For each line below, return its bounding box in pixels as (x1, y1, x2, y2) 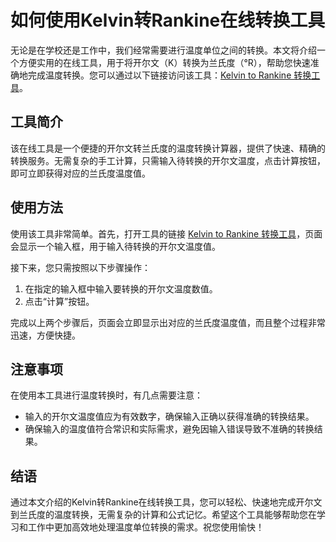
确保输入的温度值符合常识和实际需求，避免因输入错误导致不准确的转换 (24, 423, 315, 435)
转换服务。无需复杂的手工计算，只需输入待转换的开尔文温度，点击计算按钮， (10, 154, 326, 166)
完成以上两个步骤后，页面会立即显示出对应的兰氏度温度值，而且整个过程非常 (10, 316, 326, 328)
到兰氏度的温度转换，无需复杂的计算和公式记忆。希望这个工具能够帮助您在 (10, 509, 317, 521)
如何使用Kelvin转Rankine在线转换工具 (10, 9, 326, 32)
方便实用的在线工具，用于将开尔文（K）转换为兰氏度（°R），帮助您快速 (18, 56, 311, 68)
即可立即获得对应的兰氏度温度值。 (10, 167, 151, 179)
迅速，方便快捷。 (10, 329, 81, 341)
